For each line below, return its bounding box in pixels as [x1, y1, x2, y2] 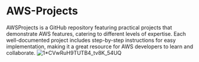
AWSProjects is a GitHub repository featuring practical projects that [6, 24, 172, 31]
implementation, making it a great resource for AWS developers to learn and [6, 43, 194, 50]
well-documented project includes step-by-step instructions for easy [6, 36, 176, 44]
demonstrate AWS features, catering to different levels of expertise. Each [6, 30, 186, 37]
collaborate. [6, 49, 36, 56]
